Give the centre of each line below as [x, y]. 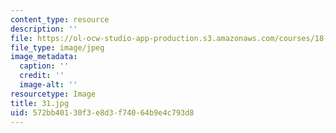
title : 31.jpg [40, 103]
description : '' [44, 29]
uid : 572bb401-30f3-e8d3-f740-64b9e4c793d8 [102, 112]
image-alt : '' [48, 85]
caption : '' [44, 66]
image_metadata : [44, 57]
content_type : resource [60, 19]
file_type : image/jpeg [57, 47]
